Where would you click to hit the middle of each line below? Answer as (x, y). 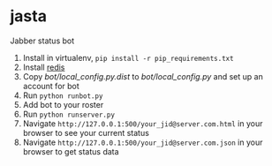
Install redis (44, 67)
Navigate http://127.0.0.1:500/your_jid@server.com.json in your (143, 142)
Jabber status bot (42, 41)
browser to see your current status (86, 132)
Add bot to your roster (63, 104)
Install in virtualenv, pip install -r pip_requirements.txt (128, 57)
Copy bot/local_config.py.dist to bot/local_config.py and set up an (143, 76)
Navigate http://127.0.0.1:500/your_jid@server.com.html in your (143, 123)
